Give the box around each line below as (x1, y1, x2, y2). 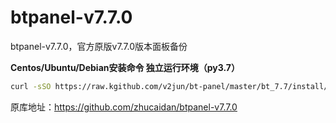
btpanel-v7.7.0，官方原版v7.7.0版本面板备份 (10, 40, 188, 52)
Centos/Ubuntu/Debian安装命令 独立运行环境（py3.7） (10, 61, 241, 73)
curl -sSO (10, 81, 52, 91)
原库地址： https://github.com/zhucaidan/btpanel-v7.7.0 (10, 101, 238, 113)
